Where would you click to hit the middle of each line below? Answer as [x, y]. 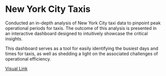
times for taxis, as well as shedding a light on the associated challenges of [82, 54]
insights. [14, 39]
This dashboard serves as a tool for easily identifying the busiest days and [82, 48]
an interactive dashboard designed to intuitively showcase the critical [77, 33]
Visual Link [16, 69]
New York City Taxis [48, 9]
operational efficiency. [28, 59]
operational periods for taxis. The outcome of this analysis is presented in [81, 28]
